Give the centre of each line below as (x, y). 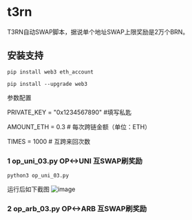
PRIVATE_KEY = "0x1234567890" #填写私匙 (70, 112)
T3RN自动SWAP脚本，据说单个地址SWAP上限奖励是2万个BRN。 (98, 32)
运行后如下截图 (28, 189)
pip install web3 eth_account (51, 72)
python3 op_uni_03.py (38, 176)
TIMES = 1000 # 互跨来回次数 (49, 141)
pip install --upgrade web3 (47, 84)
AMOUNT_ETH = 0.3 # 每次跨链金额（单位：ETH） (79, 126)
